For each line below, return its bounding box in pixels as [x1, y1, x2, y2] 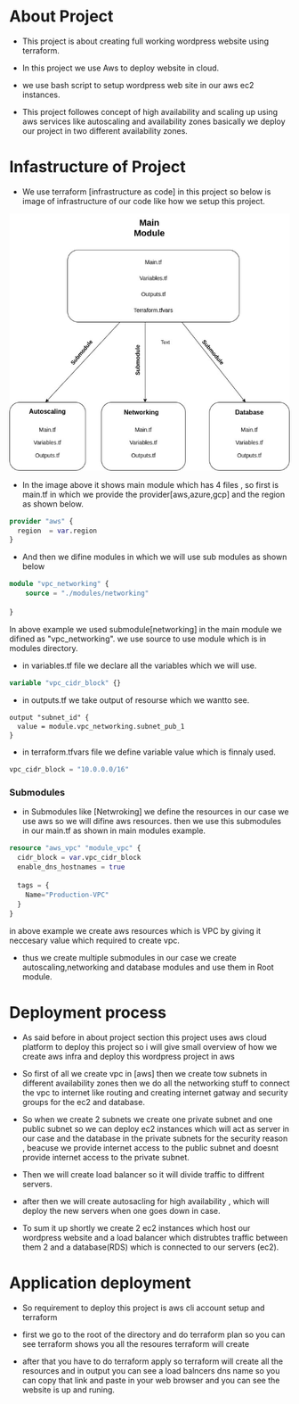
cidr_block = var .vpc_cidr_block [17, 853, 141, 862]
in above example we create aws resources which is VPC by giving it [9, 925, 261, 936]
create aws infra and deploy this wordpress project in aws [21, 1051, 236, 1061]
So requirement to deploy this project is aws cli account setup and [21, 1302, 265, 1313]
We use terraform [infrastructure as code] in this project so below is [21, 186, 271, 197]
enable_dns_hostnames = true [17, 863, 125, 871]
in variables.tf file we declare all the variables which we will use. [21, 660, 257, 671]
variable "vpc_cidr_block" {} [9, 678, 122, 688]
